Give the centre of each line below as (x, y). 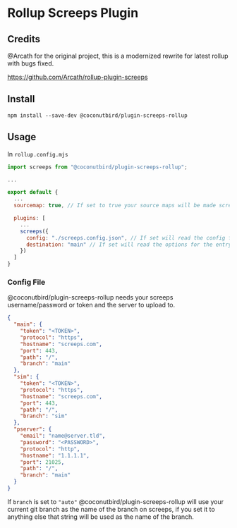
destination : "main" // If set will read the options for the (119, 245)
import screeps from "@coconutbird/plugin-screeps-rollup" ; (98, 167)
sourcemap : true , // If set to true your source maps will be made (115, 206)
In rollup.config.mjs (38, 154)
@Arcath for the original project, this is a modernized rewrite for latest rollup (118, 56)
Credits (24, 39)
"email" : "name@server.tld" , (63, 436)
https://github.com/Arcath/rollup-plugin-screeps (78, 77)
